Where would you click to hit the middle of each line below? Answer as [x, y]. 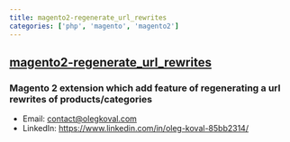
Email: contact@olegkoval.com [80, 119]
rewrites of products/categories [81, 99]
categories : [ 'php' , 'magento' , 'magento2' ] [94, 26]
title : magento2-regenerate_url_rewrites [88, 18]
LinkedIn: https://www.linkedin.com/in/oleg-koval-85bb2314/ [136, 129]
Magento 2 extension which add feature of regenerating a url [145, 88]
